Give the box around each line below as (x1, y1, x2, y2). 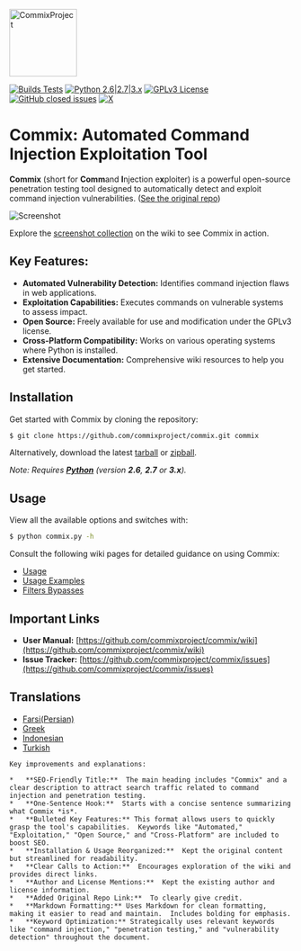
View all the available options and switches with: (9, 515, 189, 525)
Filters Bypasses (22, 585, 84, 596)
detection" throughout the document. (9, 932, 151, 942)
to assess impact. (22, 306, 88, 317)
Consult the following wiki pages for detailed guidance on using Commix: (9, 549, 280, 560)
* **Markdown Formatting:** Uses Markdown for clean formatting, (9, 901, 268, 911)
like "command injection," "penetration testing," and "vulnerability (9, 925, 279, 934)
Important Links (9, 611, 101, 626)
